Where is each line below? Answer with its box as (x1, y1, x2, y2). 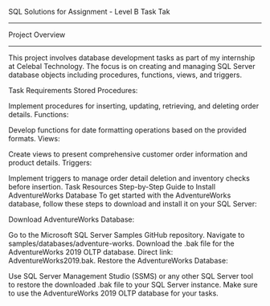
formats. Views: (8, 134, 60, 143)
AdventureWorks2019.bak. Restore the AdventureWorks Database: (8, 256, 228, 265)
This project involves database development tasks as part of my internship (8, 53, 256, 63)
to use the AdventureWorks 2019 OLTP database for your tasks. (8, 288, 219, 298)
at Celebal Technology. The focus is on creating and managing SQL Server (8, 62, 256, 71)
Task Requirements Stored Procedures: (8, 86, 138, 95)
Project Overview (8, 30, 66, 39)
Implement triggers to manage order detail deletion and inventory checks (8, 173, 251, 183)
